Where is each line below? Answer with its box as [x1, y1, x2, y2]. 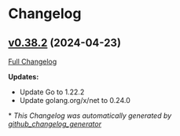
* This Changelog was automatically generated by [8, 111, 172, 120]
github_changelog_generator [8, 119, 102, 128]
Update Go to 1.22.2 [19, 87, 85, 97]
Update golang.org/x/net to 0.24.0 [19, 96, 131, 105]
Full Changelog [8, 57, 57, 66]
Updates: [8, 72, 39, 81]
